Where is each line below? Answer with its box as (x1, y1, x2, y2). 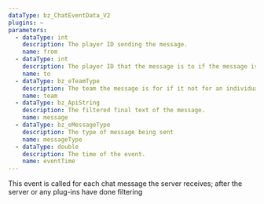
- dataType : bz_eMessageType (15, 121, 111, 129)
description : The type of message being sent (22, 128, 174, 136)
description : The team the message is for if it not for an (22, 84, 223, 93)
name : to (22, 70, 51, 78)
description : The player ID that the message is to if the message (22, 63, 247, 71)
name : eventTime (22, 158, 76, 166)
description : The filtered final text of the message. (22, 107, 206, 115)
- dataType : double (15, 143, 79, 151)
